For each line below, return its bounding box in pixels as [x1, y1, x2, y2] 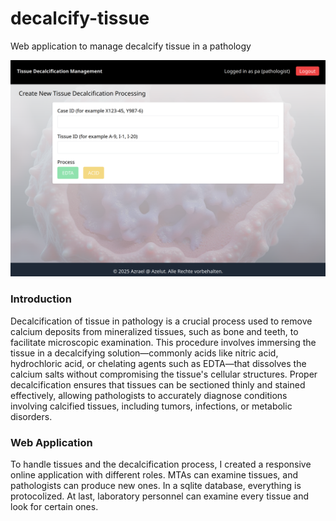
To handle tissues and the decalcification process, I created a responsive [10, 458, 312, 471]
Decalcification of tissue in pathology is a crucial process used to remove [10, 315, 313, 327]
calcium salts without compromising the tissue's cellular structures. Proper [10, 368, 318, 380]
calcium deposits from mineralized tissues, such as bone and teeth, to [10, 325, 299, 337]
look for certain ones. [10, 501, 99, 513]
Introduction [10, 292, 72, 306]
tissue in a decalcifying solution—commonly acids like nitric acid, [10, 347, 279, 359]
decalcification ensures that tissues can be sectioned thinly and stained [10, 378, 306, 391]
